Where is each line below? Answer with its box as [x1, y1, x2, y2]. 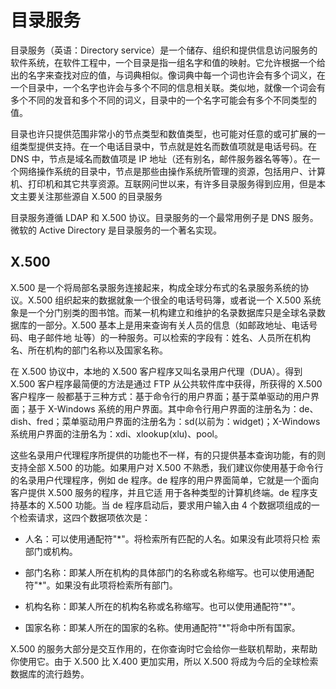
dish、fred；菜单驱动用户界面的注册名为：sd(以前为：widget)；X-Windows [10, 415, 321, 427]
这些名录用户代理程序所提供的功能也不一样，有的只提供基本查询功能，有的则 [10, 449, 326, 461]
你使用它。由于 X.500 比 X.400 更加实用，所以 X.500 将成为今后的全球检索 [10, 655, 319, 667]
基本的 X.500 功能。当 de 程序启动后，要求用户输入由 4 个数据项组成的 [18, 499, 312, 511]
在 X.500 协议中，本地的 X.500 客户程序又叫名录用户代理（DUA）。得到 [10, 365, 303, 377]
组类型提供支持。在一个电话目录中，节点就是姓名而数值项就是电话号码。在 [10, 140, 317, 152]
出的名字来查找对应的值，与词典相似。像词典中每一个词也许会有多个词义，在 [10, 69, 326, 81]
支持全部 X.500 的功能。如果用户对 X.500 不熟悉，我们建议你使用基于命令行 [10, 461, 324, 473]
